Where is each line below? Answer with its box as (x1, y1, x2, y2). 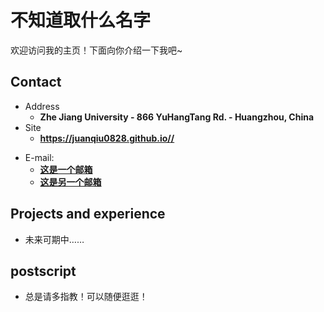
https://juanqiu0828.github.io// (39, 132, 175, 144)
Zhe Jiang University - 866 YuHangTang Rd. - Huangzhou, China (39, 111, 315, 123)
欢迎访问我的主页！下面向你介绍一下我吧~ (10, 44, 183, 56)
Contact (10, 74, 62, 91)
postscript (10, 262, 77, 280)
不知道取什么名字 (10, 9, 152, 32)
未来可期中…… (24, 233, 85, 245)
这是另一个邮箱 (39, 176, 102, 188)
